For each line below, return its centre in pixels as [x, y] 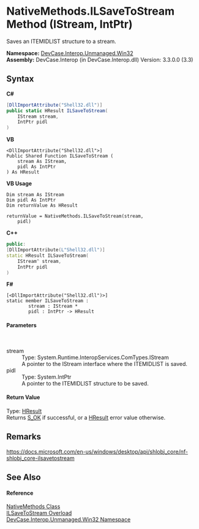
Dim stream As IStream [35, 195]
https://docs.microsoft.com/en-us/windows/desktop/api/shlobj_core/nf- [97, 451]
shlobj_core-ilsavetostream [40, 458]
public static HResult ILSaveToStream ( [57, 111]
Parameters [21, 325]
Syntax [20, 79]
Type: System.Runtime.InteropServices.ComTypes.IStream [96, 357]
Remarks [24, 437]
